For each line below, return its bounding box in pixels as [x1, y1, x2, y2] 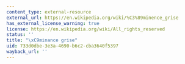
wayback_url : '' [6, 49, 48, 55]
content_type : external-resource [6, 9, 92, 15]
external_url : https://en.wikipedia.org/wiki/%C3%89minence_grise [6, 15, 179, 21]
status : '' [6, 32, 34, 38]
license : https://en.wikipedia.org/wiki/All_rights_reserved [6, 26, 165, 32]
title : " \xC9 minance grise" [6, 37, 78, 43]
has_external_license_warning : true [6, 20, 100, 26]
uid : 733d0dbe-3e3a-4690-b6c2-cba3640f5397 [6, 43, 119, 49]
